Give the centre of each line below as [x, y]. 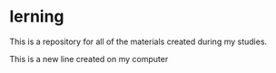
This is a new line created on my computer [89, 59]
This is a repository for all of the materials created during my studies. [138, 41]
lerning [37, 17]
